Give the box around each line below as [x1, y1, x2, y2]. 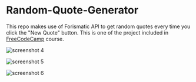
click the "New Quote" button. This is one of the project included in [6, 29, 169, 36]
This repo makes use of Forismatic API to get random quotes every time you [6, 23, 191, 30]
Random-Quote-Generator [6, 4, 139, 17]
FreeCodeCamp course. [6, 35, 64, 42]
